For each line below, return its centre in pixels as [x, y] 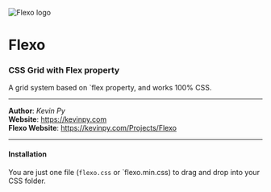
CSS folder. [27, 181]
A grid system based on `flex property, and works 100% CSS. [110, 88]
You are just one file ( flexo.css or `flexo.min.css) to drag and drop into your [134, 172]
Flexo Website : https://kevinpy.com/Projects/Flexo [93, 128]
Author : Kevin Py [37, 111]
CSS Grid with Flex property [64, 70]
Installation [27, 154]
